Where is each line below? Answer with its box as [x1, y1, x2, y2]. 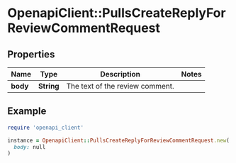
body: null [13, 143, 46, 150]
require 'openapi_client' [7, 124, 84, 131]
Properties [7, 48, 55, 60]
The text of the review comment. [66, 81, 175, 91]
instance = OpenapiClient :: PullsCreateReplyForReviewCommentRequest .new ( [7, 137, 230, 144]
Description [100, 69, 140, 79]
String [38, 81, 60, 91]
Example [7, 105, 47, 118]
